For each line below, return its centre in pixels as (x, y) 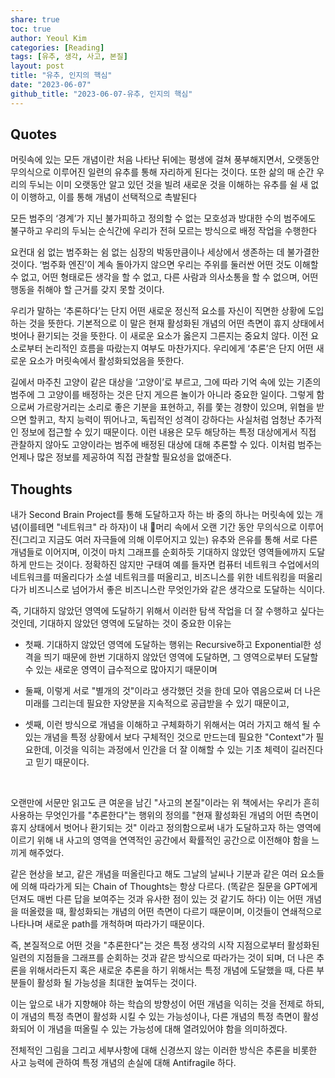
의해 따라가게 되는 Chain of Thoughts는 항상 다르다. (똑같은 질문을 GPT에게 (169, 887)
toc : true (31, 29)
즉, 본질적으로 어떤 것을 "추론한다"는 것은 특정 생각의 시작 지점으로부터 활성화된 (165, 945)
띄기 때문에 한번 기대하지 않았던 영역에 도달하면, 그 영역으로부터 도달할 (181, 657)
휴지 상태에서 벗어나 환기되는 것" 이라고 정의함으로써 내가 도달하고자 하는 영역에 (166, 828)
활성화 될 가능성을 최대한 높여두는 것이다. (117, 983)
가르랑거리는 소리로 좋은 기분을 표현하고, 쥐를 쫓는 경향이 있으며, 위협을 (175, 407)
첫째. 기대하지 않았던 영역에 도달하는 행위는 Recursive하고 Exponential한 (168, 645)
